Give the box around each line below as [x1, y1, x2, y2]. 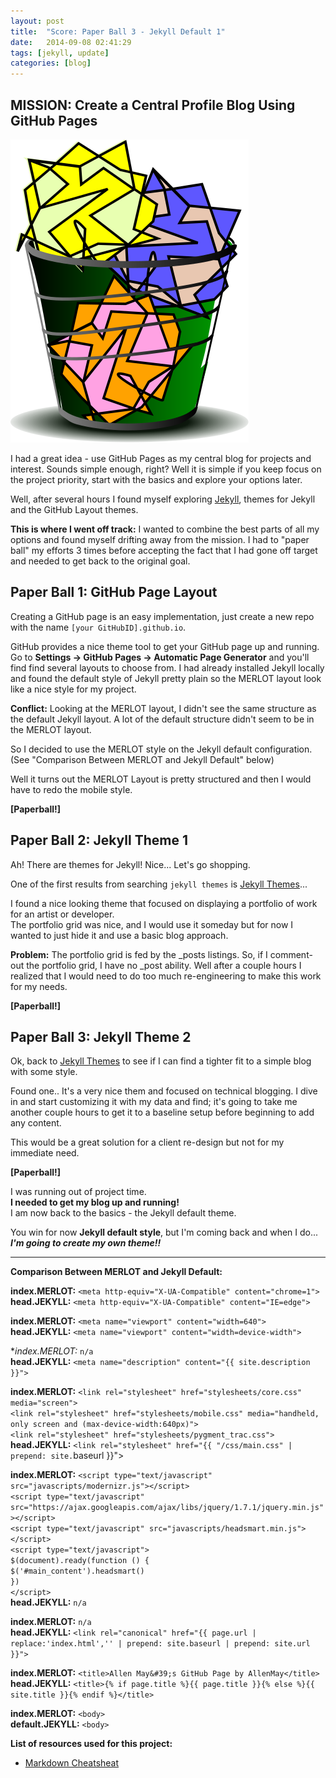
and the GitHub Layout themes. [10, 503, 139, 515]
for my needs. [10, 980, 68, 992]
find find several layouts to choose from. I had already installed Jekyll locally [10, 661, 325, 674]
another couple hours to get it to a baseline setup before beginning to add [10, 1106, 315, 1119]
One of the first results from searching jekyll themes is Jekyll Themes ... [10, 878, 308, 890]
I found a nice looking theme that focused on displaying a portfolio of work [10, 897, 318, 909]
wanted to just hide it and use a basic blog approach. [10, 929, 229, 941]
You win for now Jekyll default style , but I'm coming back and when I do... [10, 1226, 319, 1239]
